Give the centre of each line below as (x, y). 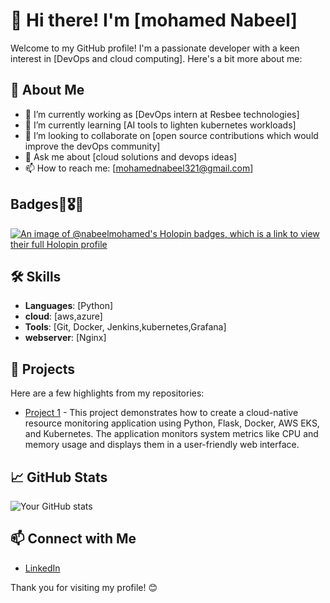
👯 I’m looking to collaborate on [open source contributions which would (171, 135)
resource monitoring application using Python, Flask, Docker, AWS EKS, (172, 423)
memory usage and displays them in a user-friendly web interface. (162, 445)
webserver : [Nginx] (65, 338)
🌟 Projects (43, 369)
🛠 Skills (36, 276)
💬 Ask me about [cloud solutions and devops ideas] (131, 156)
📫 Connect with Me (73, 539)
